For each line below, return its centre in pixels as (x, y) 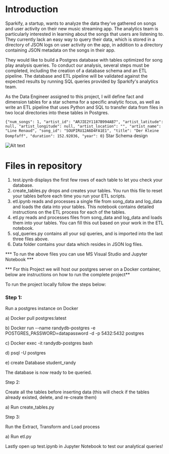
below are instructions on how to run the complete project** (68, 274)
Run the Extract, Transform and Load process (52, 427)
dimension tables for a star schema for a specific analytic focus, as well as (83, 102)
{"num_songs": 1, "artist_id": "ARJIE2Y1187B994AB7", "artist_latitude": (84, 122)
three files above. (31, 239)
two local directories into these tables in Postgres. (57, 113)
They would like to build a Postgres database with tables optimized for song (84, 60)
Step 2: (13, 382)
